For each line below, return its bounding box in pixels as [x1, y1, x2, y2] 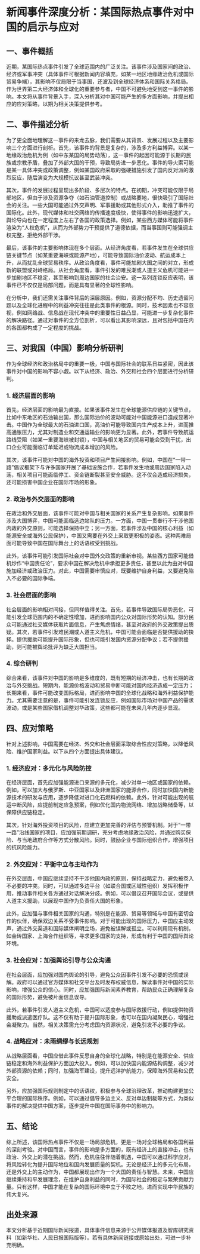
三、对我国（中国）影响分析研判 [6, 343, 124, 353]
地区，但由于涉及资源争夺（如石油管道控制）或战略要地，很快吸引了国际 [11, 194, 189, 201]
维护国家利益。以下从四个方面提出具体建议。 [16, 747, 126, 755]
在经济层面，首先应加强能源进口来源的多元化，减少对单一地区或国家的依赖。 [6, 778, 194, 786]
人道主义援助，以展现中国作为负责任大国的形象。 [6, 897, 126, 905]
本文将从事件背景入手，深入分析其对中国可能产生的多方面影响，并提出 [16, 93, 189, 100]
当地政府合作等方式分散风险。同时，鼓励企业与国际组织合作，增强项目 [21, 836, 194, 843]
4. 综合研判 [6, 660, 38, 668]
